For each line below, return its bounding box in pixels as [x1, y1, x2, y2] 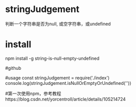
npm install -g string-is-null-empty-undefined [5, 55, 99, 61]
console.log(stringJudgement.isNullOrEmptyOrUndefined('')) [5, 80, 131, 86]
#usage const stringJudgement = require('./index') [5, 74, 110, 81]
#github [5, 65, 22, 71]
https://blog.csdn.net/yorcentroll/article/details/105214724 [5, 96, 126, 102]
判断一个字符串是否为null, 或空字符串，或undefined [5, 21, 111, 27]
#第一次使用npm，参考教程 [5, 90, 61, 96]
